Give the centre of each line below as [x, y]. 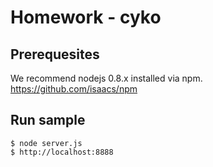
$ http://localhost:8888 [62, 152]
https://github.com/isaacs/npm [74, 89]
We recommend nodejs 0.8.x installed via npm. [106, 78]
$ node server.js [46, 143]
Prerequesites [55, 54]
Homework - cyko [86, 17]
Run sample [48, 120]
